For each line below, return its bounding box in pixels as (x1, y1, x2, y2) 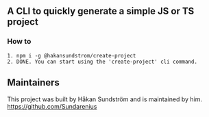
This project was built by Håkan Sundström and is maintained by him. (7, 95, 202, 103)
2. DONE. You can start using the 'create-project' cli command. (7, 58, 197, 65)
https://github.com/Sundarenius (7, 102, 97, 110)
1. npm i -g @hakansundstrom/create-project (7, 52, 136, 59)
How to (7, 37, 32, 47)
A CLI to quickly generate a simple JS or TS (7, 5, 195, 17)
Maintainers (7, 77, 60, 88)
